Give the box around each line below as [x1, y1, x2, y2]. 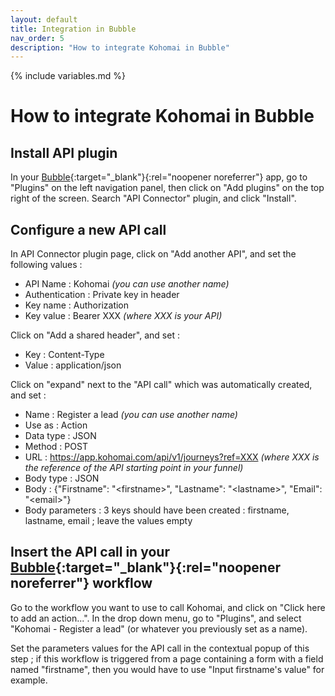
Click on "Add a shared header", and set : [10, 329, 180, 341]
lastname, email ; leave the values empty [24, 515, 193, 527]
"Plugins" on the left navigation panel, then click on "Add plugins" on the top [10, 182, 325, 194]
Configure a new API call [10, 221, 167, 238]
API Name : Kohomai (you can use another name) [24, 278, 230, 290]
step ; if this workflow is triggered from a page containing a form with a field [10, 652, 324, 665]
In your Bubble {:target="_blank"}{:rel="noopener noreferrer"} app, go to [10, 171, 308, 183]
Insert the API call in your [10, 544, 170, 561]
